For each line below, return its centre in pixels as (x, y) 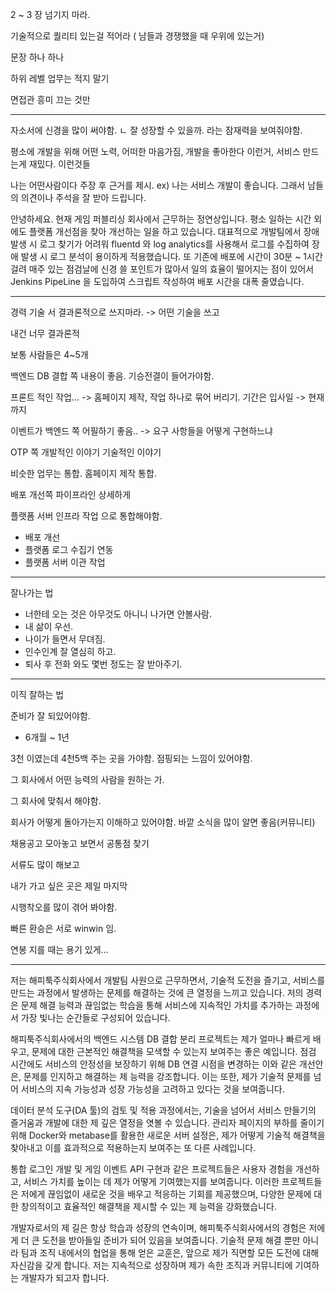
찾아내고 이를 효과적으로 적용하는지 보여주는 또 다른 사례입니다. (133, 1147)
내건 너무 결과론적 (45, 333)
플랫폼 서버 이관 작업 (65, 562)
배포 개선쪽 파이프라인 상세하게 (71, 494)
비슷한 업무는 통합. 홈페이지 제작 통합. (83, 473)
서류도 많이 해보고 (45, 864)
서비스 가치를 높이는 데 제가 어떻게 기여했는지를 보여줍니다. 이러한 (151, 1181)
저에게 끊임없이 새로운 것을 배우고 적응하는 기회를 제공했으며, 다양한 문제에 (166, 1194)
